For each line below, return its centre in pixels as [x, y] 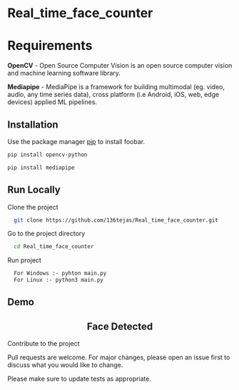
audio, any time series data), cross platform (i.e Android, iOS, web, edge [113, 95]
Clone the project [33, 207]
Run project [24, 260]
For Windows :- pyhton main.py [60, 273]
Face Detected [120, 326]
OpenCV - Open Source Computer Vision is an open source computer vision [120, 66]
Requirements [50, 46]
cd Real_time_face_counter [54, 247]
